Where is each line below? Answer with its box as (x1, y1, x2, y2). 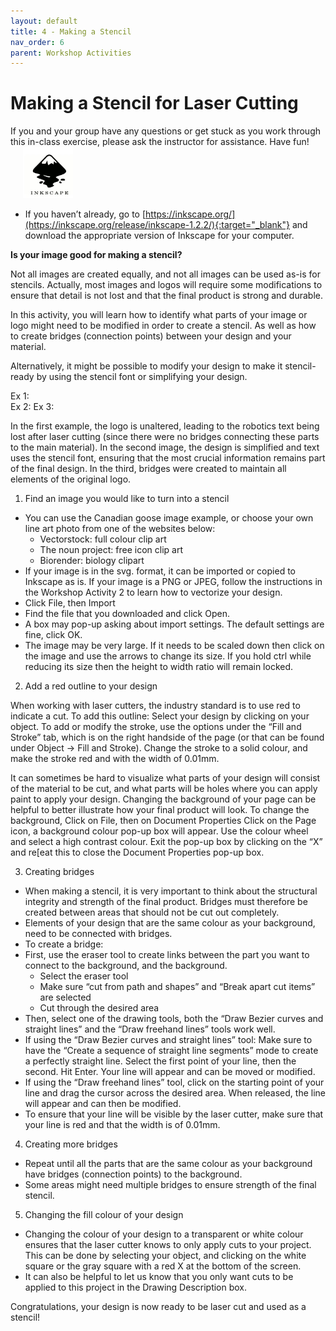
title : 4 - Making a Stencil (10, 26, 132, 37)
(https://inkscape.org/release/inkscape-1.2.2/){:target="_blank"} (24, 218, 291, 230)
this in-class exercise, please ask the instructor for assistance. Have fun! (10, 136, 310, 148)
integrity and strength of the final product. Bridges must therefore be (24, 895, 308, 907)
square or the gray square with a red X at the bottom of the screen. (24, 1260, 302, 1272)
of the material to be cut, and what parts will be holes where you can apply (10, 782, 318, 794)
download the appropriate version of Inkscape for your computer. (24, 229, 295, 241)
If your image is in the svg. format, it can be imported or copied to (24, 565, 296, 577)
